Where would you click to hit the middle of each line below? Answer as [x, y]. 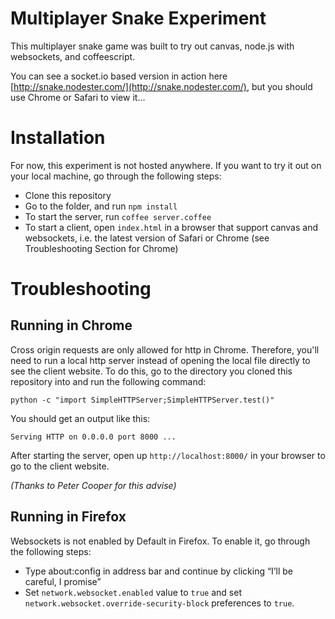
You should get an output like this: [80, 418]
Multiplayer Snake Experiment [138, 18]
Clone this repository [68, 195]
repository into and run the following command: [108, 381]
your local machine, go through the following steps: [116, 176]
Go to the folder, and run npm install [101, 206]
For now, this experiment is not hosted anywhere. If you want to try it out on [166, 165]
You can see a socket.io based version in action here [119, 76]
